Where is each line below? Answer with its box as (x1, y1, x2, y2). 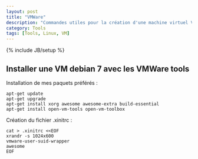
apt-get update (6, 91, 44, 97)
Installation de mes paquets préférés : (6, 79, 98, 86)
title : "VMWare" (6, 14, 46, 20)
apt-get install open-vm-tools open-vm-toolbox (6, 106, 126, 112)
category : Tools (6, 25, 46, 31)
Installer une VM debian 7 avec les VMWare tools (6, 64, 190, 74)
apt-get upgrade (6, 95, 46, 102)
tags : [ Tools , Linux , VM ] (6, 31, 70, 37)
